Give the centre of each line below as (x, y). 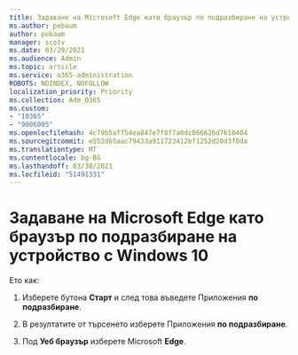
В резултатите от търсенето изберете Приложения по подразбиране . (155, 324)
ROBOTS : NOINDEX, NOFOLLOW (59, 83)
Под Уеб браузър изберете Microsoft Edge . (104, 342)
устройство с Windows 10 (109, 256)
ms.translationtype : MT (53, 149)
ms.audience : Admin (45, 59)
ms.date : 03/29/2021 (47, 51)
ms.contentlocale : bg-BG (55, 158)
